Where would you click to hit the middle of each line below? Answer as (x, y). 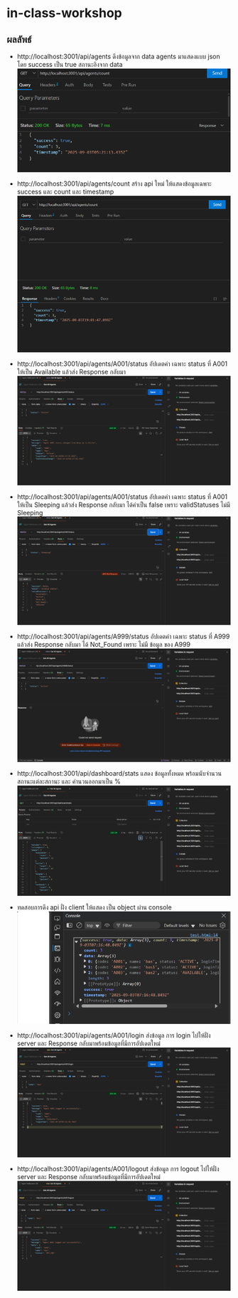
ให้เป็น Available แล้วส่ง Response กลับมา (71, 372)
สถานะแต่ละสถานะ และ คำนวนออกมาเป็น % (69, 781)
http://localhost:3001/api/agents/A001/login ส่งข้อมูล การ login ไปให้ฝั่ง (114, 1035)
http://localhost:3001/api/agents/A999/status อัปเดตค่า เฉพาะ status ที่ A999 (123, 636)
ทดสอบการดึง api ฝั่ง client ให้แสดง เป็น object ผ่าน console (94, 907)
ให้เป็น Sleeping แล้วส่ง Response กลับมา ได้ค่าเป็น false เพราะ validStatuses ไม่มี (123, 505)
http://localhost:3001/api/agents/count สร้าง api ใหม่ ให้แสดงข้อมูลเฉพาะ (114, 184)
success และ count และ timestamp (65, 191)
